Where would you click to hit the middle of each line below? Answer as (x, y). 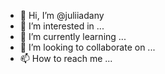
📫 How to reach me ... (66, 58)
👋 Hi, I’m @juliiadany (62, 15)
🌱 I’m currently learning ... (73, 36)
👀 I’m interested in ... (62, 26)
